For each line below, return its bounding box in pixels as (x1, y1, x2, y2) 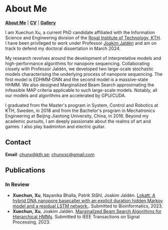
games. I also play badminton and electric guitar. (5, 124, 106, 130)
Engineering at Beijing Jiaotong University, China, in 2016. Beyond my (5, 112, 149, 119)
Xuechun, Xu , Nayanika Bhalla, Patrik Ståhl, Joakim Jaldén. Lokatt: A (12, 192, 155, 198)
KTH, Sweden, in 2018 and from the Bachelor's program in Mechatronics (5, 107, 155, 113)
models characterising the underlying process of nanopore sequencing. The (5, 71, 163, 77)
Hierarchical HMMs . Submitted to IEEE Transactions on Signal (12, 214, 140, 220)
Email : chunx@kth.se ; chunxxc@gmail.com (5, 151, 95, 157)
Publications (5, 166, 46, 175)
